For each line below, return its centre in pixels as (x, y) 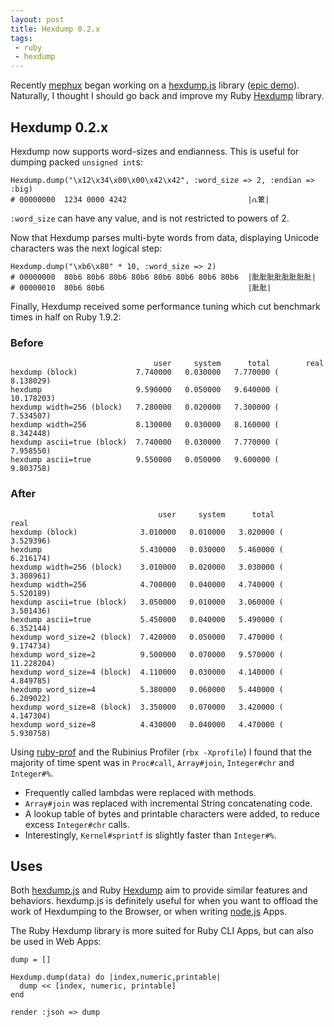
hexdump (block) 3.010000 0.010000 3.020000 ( (147, 532)
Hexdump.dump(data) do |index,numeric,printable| (116, 977)
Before (27, 343)
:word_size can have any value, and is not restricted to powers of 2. (150, 218)
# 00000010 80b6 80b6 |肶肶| (141, 287)
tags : (21, 38)
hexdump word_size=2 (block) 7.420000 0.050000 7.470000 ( (147, 637)
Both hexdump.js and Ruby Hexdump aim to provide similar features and (159, 890)
